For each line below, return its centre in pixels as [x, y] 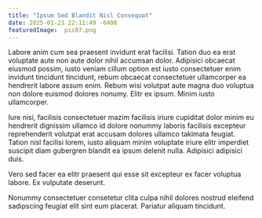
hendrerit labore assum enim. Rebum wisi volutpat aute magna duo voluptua [131, 85]
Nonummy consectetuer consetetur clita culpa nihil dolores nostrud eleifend [131, 198]
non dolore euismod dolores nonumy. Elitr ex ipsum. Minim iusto [112, 94]
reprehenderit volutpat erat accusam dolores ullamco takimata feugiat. [122, 134]
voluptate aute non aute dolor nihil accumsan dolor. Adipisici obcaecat [122, 60]
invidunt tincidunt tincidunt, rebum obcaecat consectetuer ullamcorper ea [127, 77]
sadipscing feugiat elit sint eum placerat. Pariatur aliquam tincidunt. [117, 206]
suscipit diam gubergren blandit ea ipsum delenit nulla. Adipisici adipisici [126, 151]
